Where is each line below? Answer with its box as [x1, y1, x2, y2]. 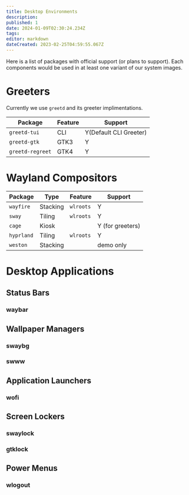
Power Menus [6, 463, 58, 473]
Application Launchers [6, 376, 92, 386]
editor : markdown [6, 36, 49, 42]
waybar [6, 305, 28, 314]
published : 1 [6, 19, 38, 25]
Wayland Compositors [6, 171, 118, 184]
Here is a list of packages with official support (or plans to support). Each [6, 57, 184, 65]
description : [6, 14, 38, 20]
